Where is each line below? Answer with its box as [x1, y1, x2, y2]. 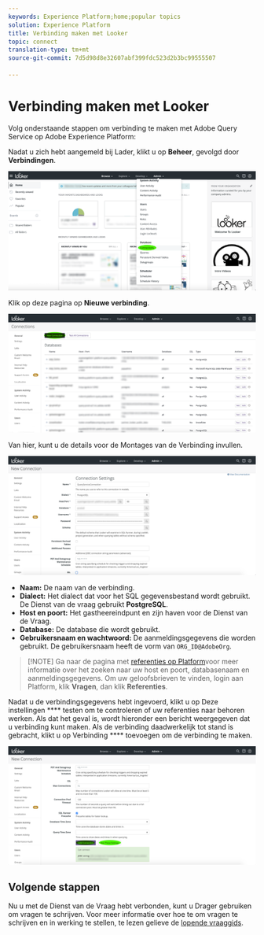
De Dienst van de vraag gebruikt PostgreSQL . [19, 600, 169, 609]
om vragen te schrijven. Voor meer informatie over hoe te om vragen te [8, 910, 238, 919]
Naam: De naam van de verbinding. [19, 583, 135, 593]
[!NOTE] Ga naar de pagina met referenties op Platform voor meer [27, 657, 239, 667]
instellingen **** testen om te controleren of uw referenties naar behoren [8, 705, 245, 715]
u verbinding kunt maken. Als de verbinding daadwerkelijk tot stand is [8, 722, 234, 732]
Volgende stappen [8, 880, 101, 893]
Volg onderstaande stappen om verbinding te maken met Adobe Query [8, 123, 238, 133]
